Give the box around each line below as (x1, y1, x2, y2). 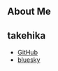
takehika (7, 30, 46, 41)
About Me (7, 6, 51, 18)
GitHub (17, 49, 38, 57)
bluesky (17, 56, 41, 64)
